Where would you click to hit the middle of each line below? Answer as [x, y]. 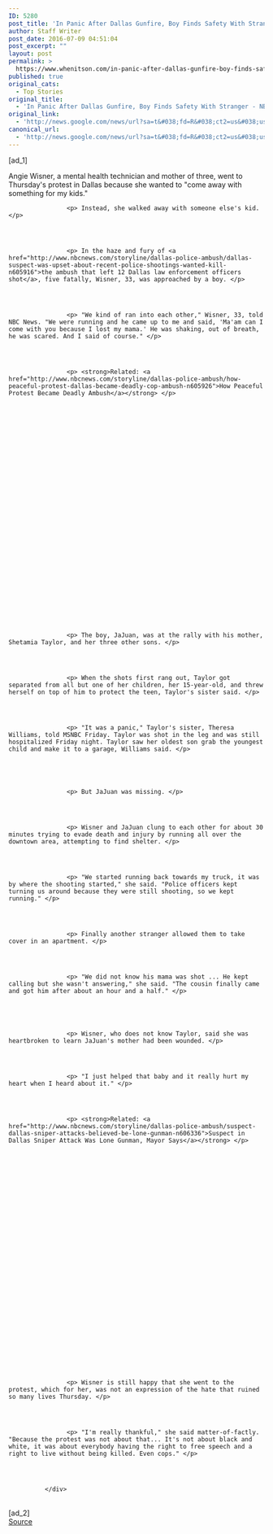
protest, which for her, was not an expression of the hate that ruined [134, 1389]
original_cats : [34, 84]
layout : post [30, 54]
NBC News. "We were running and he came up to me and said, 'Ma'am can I [136, 322]
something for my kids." [48, 193]
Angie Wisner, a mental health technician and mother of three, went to [126, 176]
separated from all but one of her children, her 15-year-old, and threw [136, 685]
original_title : [36, 99]
